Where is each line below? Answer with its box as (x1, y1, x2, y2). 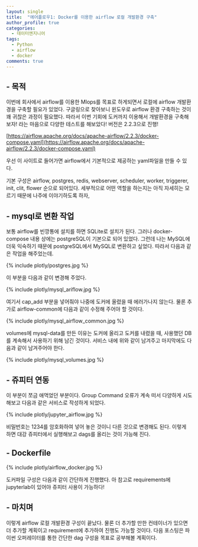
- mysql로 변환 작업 (6, 211, 74, 221)
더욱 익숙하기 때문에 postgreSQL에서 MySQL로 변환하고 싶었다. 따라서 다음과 (6, 243, 185, 250)
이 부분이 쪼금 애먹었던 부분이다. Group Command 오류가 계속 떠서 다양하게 (6, 391, 181, 398)
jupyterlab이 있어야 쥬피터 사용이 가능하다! (6, 483, 105, 490)
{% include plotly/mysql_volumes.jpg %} (6, 356, 105, 363)
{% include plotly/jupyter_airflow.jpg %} (6, 411, 103, 418)
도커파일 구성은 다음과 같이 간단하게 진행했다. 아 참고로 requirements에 (6, 476, 171, 483)
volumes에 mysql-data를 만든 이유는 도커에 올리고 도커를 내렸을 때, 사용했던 (6, 330, 183, 337)
